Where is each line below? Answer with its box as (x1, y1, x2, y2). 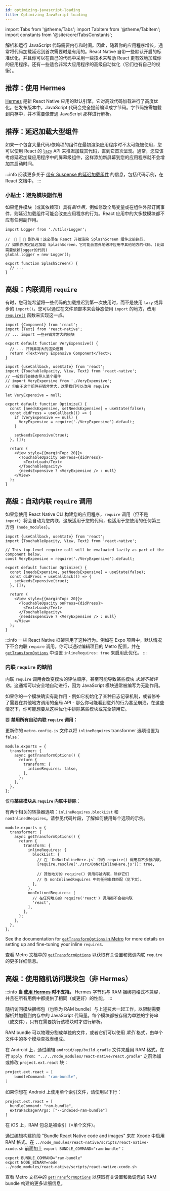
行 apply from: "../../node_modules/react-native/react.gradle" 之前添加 (5, 1053, 162, 1059)
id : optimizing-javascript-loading (5, 7, 80, 13)
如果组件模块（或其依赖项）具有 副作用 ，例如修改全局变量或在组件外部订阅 (5, 204, 160, 210)
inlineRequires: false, (27, 766, 78, 771)
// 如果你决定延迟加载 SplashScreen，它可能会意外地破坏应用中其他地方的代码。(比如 (5, 242, 164, 247)
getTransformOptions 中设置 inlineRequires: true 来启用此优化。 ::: (5, 650, 147, 656)
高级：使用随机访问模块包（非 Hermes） (5, 974, 133, 983)
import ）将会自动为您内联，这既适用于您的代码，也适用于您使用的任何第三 (5, 518, 161, 524)
